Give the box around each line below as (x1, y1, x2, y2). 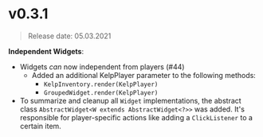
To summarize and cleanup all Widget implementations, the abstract (19, 96, 241, 105)
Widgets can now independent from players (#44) (19, 61, 185, 72)
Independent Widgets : (8, 46, 84, 56)
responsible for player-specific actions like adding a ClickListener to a (19, 112, 253, 122)
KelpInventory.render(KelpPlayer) (43, 80, 159, 88)
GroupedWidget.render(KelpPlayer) (43, 88, 159, 96)
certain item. (19, 121, 61, 131)
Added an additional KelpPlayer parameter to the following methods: (31, 70, 257, 80)
